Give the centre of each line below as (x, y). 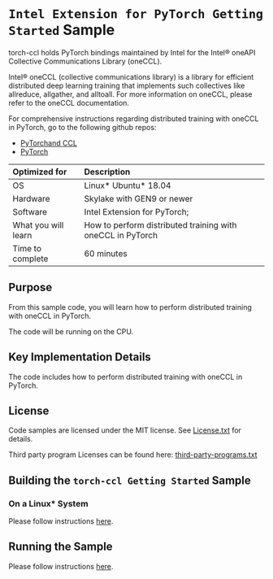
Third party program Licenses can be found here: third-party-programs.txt (133, 455)
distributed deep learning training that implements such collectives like (127, 85)
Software (30, 211)
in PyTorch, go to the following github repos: (82, 127)
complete (30, 259)
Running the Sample (61, 547)
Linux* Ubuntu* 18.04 (128, 185)
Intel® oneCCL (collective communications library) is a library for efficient (131, 76)
